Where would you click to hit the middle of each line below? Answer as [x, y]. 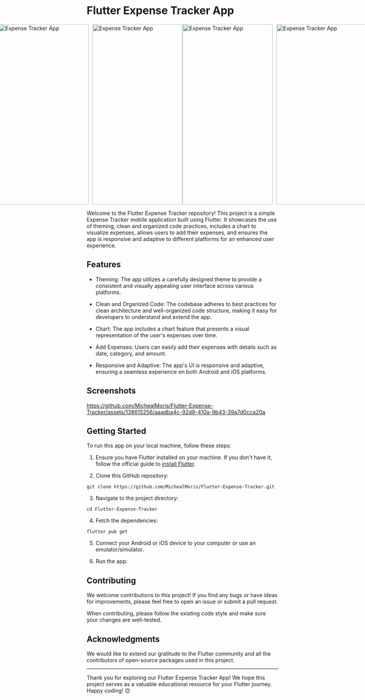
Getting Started [116, 431]
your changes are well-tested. [124, 620]
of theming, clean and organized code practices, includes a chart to [172, 226]
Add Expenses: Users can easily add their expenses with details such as [186, 347]
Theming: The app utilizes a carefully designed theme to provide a [178, 279]
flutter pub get [107, 532]
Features [104, 264]
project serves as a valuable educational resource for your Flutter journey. [179, 684]
